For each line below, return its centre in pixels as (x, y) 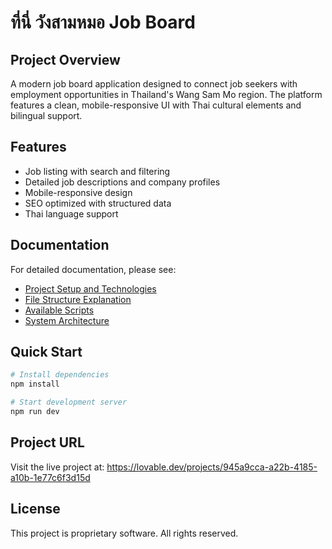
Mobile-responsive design (78, 192)
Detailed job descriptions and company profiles (122, 182)
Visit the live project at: (57, 467)
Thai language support (71, 213)
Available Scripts (59, 310)
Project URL (47, 442)
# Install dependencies (60, 375)
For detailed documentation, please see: (93, 269)
